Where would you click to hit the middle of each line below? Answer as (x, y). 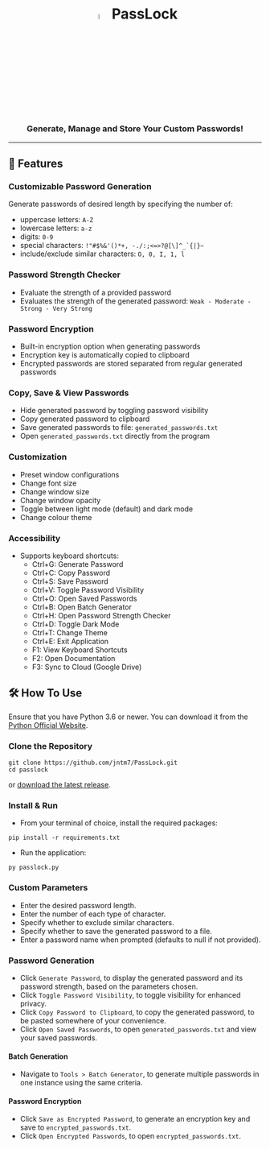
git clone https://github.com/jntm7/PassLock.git (93, 763)
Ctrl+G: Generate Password (78, 564)
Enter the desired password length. (78, 905)
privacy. (33, 1003)
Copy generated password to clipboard (85, 419)
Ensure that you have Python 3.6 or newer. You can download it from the (128, 717)
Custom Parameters (48, 888)
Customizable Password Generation (80, 187)
